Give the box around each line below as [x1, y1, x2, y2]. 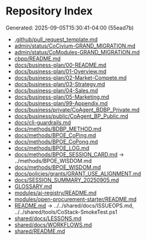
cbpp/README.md [14, 55, 61, 62]
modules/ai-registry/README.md [14, 189, 97, 196]
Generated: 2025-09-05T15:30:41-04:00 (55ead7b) [5, 24, 134, 31]
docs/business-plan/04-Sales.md [14, 87, 98, 94]
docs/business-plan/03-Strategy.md [14, 80, 105, 88]
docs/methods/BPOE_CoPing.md [14, 131, 96, 139]
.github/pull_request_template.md [14, 35, 98, 43]
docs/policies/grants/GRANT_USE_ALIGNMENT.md [14, 170, 142, 177]
